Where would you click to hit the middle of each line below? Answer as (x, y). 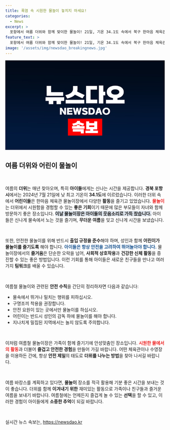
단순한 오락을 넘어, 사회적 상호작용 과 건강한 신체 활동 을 (102, 253)
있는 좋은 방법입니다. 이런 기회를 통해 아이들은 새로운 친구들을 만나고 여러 (92, 260)
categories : (18, 16)
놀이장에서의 (18, 253)
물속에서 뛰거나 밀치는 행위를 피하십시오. (52, 297)
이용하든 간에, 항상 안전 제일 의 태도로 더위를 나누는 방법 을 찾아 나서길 (78, 356)
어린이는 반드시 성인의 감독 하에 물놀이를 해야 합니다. (65, 316)
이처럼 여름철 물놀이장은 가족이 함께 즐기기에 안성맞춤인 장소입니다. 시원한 (78, 343)
